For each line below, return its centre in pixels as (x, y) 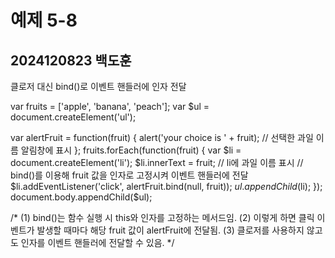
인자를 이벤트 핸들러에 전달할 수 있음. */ (97, 242)
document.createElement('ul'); (73, 117)
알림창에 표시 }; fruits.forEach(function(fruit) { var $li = (131, 150)
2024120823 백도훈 (71, 60)
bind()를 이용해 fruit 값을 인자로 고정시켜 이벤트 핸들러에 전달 (129, 175)
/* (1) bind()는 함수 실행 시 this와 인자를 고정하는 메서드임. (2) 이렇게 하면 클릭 (162, 217)
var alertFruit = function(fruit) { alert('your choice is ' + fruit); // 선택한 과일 (162, 137)
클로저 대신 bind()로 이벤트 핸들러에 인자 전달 (98, 86)
